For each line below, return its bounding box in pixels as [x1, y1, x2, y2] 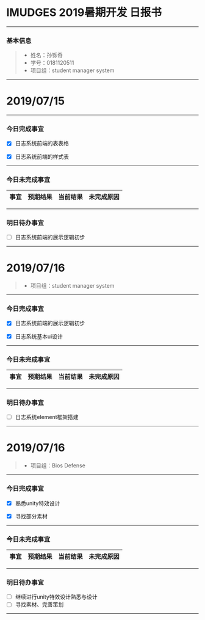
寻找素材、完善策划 [15, 601, 64, 608]
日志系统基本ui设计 [15, 332, 63, 340]
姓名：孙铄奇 [30, 51, 63, 59]
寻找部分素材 [15, 512, 48, 520]
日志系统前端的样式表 [15, 153, 69, 160]
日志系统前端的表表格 [15, 140, 69, 147]
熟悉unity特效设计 [15, 499, 60, 507]
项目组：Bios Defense [30, 462, 85, 469]
